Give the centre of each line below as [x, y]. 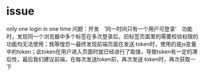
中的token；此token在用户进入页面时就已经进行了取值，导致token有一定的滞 [102, 51]
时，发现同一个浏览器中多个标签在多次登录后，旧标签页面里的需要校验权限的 [102, 36]
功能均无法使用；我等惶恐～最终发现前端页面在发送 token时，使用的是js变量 [101, 44]
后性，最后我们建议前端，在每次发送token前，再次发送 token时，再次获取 [98, 59]
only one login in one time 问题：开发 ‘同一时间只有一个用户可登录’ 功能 [100, 29]
